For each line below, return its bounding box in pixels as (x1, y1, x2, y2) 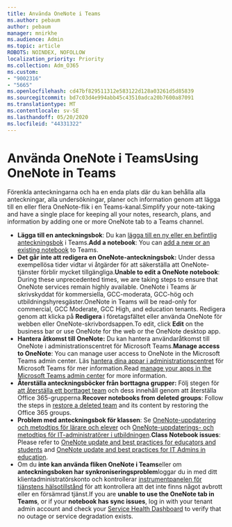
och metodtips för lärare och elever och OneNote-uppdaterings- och (17, 423, 214, 432)
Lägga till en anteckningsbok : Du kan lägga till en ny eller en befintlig (17, 231, 217, 239)
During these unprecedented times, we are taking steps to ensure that (17, 276, 218, 284)
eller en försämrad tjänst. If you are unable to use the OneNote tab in (17, 490, 215, 498)
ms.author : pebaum (7, 17, 60, 24)
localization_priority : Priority (7, 56, 104, 63)
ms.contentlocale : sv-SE (7, 107, 79, 114)
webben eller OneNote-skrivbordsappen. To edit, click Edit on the (17, 320, 204, 328)
